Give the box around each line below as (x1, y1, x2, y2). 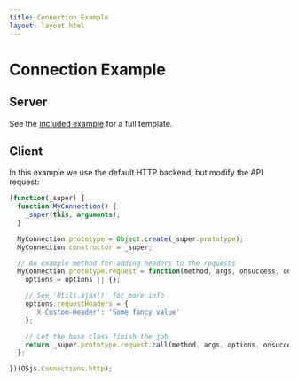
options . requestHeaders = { (25, 300, 129, 308)
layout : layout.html (9, 21, 86, 30)
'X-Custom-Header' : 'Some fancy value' (32, 308, 180, 316)
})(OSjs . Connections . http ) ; (9, 364, 114, 373)
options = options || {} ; (25, 276, 122, 285)
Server (9, 95, 48, 110)
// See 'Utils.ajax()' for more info (25, 292, 165, 300)
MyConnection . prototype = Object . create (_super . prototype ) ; (17, 234, 244, 244)
